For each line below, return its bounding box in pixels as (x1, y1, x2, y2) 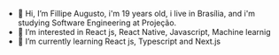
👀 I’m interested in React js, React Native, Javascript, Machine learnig (17, 27, 272, 37)
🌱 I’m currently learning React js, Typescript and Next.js (17, 36, 221, 46)
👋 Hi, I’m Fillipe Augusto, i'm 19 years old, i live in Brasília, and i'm (17, 9, 255, 18)
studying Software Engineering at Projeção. (17, 17, 177, 28)
